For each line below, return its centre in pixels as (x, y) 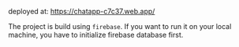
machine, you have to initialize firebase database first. (96, 35)
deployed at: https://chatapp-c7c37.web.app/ (82, 11)
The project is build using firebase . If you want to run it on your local (120, 26)
